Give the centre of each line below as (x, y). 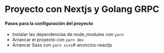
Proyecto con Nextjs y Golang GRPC (82, 9)
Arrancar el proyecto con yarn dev (48, 40)
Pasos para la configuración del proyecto (49, 23)
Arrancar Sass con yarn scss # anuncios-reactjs (62, 45)
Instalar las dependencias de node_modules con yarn (68, 34)
